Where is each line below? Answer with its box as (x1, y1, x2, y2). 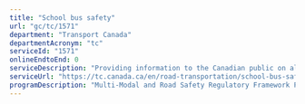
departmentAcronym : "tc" (9, 38, 103, 48)
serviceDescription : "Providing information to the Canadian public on (9, 64, 286, 73)
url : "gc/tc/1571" (9, 22, 79, 31)
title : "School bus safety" (9, 13, 116, 23)
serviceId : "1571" (9, 47, 79, 56)
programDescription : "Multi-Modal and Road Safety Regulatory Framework (9, 80, 290, 90)
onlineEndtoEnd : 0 (9, 55, 79, 64)
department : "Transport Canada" (9, 30, 132, 39)
